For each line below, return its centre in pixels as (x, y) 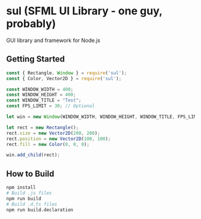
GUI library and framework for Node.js (53, 40)
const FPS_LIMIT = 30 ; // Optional (51, 106)
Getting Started (36, 59)
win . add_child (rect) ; (33, 155)
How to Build (31, 174)
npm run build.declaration (40, 210)
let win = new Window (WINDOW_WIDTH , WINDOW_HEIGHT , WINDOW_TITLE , (91, 117)
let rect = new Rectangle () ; (42, 127)
